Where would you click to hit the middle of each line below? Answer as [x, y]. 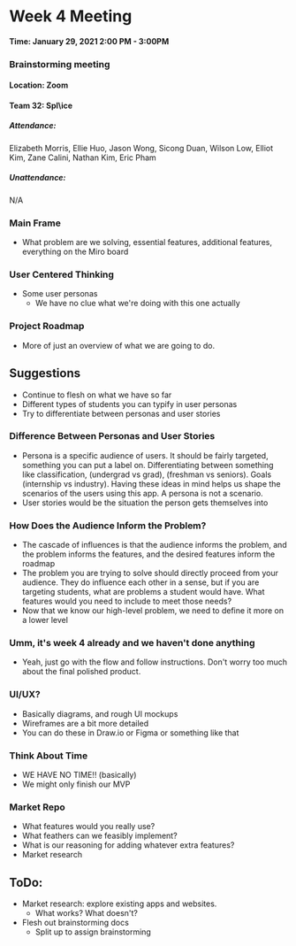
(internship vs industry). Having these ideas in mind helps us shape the [151, 483]
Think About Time [49, 756]
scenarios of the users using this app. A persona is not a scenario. [142, 493]
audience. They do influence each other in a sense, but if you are [140, 582]
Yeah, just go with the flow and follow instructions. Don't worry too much [154, 662]
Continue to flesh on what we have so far [97, 395]
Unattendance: [38, 178]
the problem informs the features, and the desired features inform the [148, 554]
